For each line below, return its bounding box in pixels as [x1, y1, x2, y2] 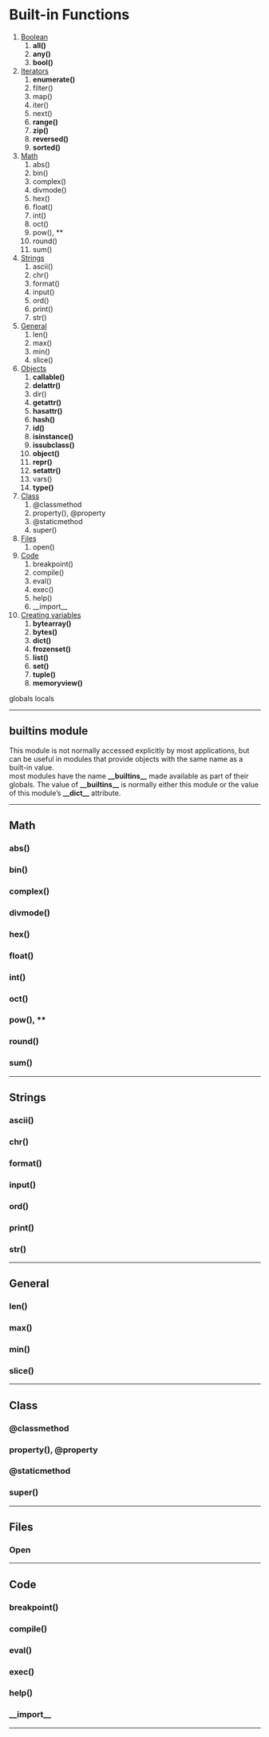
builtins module [9, 724, 89, 738]
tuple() [32, 670, 56, 679]
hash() [32, 414, 55, 424]
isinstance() [32, 431, 74, 441]
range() [32, 117, 58, 126]
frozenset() [32, 644, 71, 654]
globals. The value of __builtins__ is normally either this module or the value [9, 779, 259, 789]
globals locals [9, 694, 55, 703]
